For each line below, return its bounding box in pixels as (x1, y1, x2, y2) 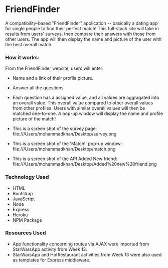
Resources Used (5, 229, 46, 236)
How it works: (5, 54, 40, 61)
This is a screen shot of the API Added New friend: (12, 156, 118, 162)
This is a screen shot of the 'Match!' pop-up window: (12, 141, 122, 147)
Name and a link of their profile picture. (12, 75, 94, 81)
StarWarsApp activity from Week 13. (12, 246, 87, 252)
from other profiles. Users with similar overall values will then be (12, 105, 145, 111)
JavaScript (12, 196, 35, 202)
